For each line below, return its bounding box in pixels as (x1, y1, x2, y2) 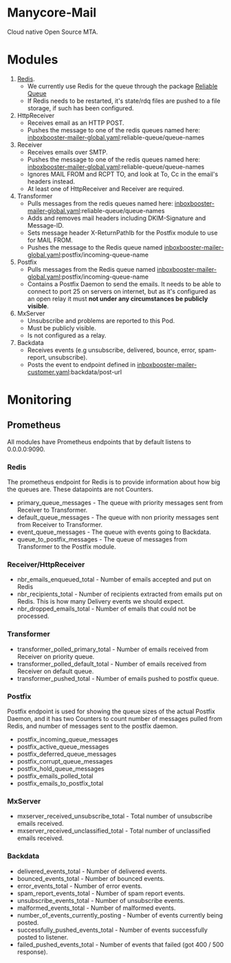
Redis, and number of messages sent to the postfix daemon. (7, 722, 178, 731)
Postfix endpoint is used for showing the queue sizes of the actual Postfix (7, 707, 215, 715)
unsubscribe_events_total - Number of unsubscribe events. (16, 896, 186, 904)
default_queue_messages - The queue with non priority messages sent (16, 513, 219, 522)
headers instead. (27, 177, 76, 186)
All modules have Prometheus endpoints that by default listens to (7, 437, 191, 446)
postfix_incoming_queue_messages (16, 735, 118, 744)
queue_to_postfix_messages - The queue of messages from (16, 535, 188, 544)
